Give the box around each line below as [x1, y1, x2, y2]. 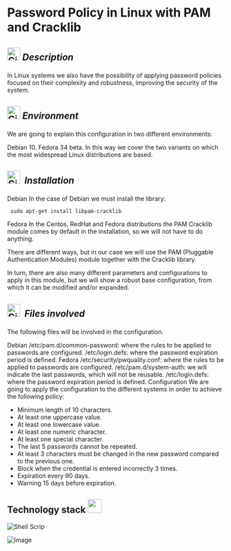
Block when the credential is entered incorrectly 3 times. [17, 464, 178, 472]
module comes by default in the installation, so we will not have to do [7, 228, 203, 236]
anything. [7, 234, 34, 243]
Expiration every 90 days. [17, 471, 90, 480]
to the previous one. [17, 457, 74, 465]
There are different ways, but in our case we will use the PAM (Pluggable [7, 248, 214, 257]
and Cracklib [7, 19, 81, 35]
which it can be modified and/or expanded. [7, 283, 130, 292]
